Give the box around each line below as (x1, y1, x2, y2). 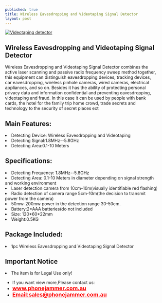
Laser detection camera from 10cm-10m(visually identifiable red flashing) (11, 185, 158, 191)
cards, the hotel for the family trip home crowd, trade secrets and (5, 100, 136, 106)
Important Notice (5, 257, 58, 266)
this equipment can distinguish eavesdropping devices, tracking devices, (5, 74, 151, 80)
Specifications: (5, 157, 53, 165)
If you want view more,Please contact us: (12, 280, 95, 285)
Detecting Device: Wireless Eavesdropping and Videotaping (11, 132, 131, 138)
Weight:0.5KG (11, 216, 39, 222)
